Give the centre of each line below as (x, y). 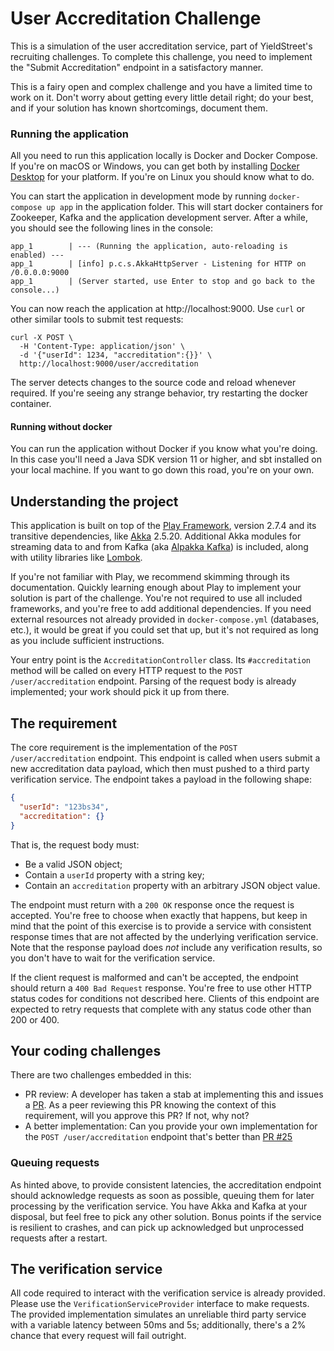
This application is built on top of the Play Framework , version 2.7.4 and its (163, 526)
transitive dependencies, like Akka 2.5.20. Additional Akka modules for (156, 536)
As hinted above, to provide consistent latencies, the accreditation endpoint (166, 1184)
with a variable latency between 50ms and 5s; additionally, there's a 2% (158, 1325)
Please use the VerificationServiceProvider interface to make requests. (160, 1304)
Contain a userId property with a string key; (114, 874)
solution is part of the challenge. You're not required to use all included (156, 598)
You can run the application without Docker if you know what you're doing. (164, 449)
